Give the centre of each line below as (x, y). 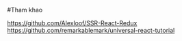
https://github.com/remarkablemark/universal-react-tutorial (91, 30)
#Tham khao (25, 10)
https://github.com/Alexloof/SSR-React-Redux (72, 23)
